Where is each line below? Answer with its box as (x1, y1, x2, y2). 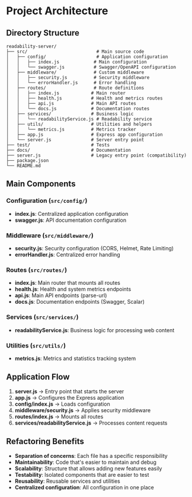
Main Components (6, 179, 76, 189)
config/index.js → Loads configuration (14, 400, 111, 407)
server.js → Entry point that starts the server (14, 387, 124, 395)
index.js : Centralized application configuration (14, 210, 129, 217)
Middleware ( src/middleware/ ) (6, 231, 94, 240)
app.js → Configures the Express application (14, 394, 124, 401)
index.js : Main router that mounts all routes (14, 279, 120, 286)
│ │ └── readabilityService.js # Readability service (6, 116, 152, 122)
